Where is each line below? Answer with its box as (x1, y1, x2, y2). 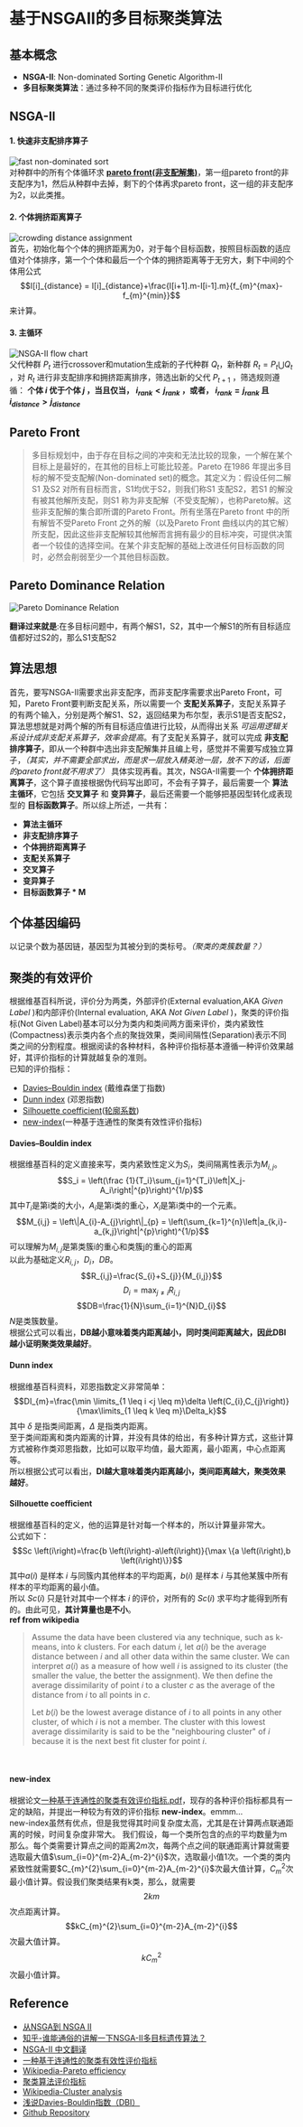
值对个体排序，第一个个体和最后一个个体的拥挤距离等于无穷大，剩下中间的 (9, 254, 286, 265)
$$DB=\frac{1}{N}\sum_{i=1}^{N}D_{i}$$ (76, 1301, 227, 1311)
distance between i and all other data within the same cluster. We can (31, 1650, 290, 1662)
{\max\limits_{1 (76, 1405, 132, 1416)
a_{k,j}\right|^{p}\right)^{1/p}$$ (93, 1226, 210, 1237)
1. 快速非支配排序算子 (9, 135, 88, 145)
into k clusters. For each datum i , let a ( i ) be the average (60, 1641, 267, 1652)
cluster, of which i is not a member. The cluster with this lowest (31, 1716, 266, 1727)
